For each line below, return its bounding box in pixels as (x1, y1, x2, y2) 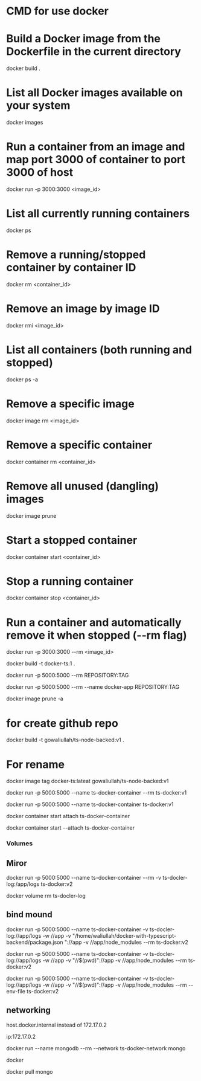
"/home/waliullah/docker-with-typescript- (72, 932, 177, 939)
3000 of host (6, 166, 74, 179)
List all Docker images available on (6, 86, 183, 100)
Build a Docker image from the (6, 32, 161, 46)
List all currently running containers (6, 207, 190, 221)
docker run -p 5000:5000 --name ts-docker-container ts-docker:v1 (6, 801, 174, 808)
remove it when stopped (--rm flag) (6, 628, 187, 642)
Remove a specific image (6, 397, 135, 410)
